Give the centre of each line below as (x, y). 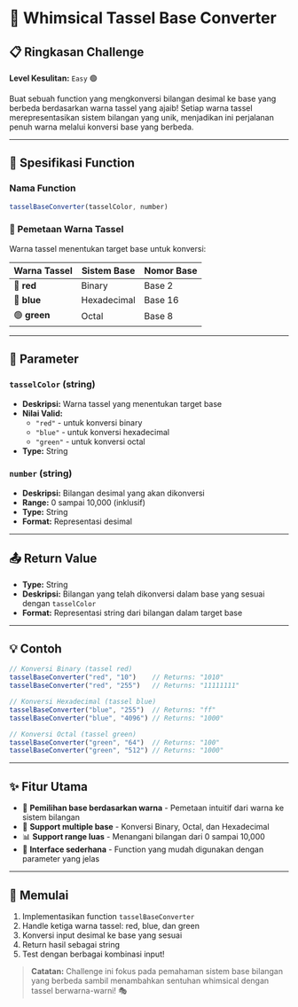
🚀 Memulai (39, 895)
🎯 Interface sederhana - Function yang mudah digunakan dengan (143, 849)
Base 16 (161, 300)
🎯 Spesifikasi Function (72, 163)
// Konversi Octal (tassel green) (73, 734)
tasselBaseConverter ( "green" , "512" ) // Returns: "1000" (117, 751)
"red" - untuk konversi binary (89, 422)
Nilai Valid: (43, 413)
